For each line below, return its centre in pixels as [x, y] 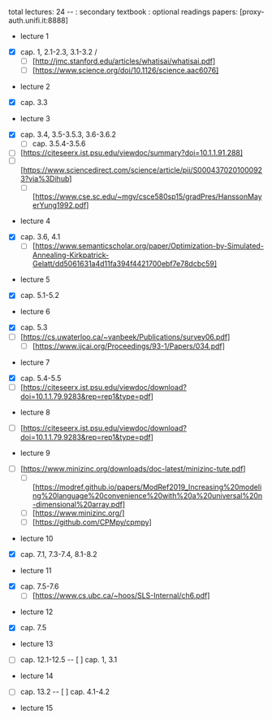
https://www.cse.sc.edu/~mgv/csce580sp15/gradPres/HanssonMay [149, 197]
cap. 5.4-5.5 [41, 378]
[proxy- [252, 12]
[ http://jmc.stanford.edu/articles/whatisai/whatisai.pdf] [124, 61]
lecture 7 [35, 362]
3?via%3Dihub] [46, 179]
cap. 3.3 [34, 103]
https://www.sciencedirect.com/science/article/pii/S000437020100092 [142, 170]
